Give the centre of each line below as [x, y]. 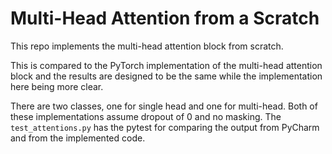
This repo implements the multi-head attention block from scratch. [147, 46]
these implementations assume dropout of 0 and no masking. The [146, 116]
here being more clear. [57, 86]
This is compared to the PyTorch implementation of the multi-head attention [166, 65]
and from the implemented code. [78, 138]
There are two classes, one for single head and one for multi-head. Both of [164, 106]
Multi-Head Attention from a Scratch [165, 18]
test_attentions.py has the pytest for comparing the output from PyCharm [165, 127]
